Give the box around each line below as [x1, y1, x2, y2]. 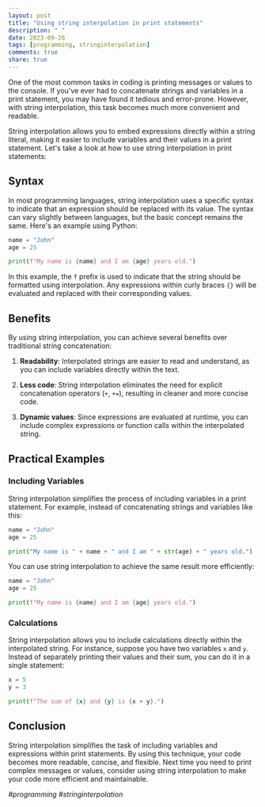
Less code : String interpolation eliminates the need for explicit [19, 381, 223, 390]
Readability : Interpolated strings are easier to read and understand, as [19, 357, 250, 366]
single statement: [8, 661, 65, 670]
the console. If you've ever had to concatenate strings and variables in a [8, 85, 244, 95]
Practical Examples [8, 452, 105, 465]
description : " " [8, 26, 66, 34]
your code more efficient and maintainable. [8, 774, 149, 783]
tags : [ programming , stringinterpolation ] [8, 41, 150, 49]
